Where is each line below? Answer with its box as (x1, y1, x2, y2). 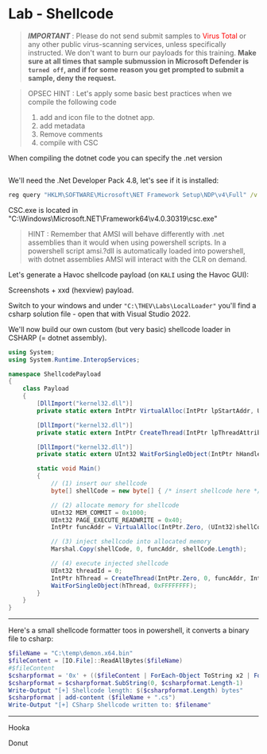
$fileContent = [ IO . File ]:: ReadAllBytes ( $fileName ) (8, 657, 183, 665)
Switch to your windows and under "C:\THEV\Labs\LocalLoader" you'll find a (8, 300, 257, 310)
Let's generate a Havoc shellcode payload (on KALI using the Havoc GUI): (8, 269, 249, 279)
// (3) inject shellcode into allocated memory (50, 538, 212, 546)
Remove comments (39, 129, 103, 139)
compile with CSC (39, 137, 99, 147)
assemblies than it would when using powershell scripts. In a (27, 238, 226, 247)
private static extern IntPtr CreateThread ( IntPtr (37, 428, 208, 437)
